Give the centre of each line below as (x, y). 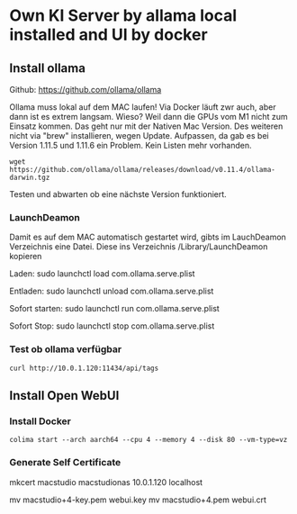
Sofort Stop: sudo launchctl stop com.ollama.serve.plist (112, 326)
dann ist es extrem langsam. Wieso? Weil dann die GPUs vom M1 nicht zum (148, 117)
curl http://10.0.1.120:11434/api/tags (84, 368)
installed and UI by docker (109, 35)
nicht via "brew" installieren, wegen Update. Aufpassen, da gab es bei (139, 135)
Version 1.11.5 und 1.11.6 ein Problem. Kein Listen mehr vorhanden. (130, 145)
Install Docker (40, 421)
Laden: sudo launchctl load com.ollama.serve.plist (102, 274)
